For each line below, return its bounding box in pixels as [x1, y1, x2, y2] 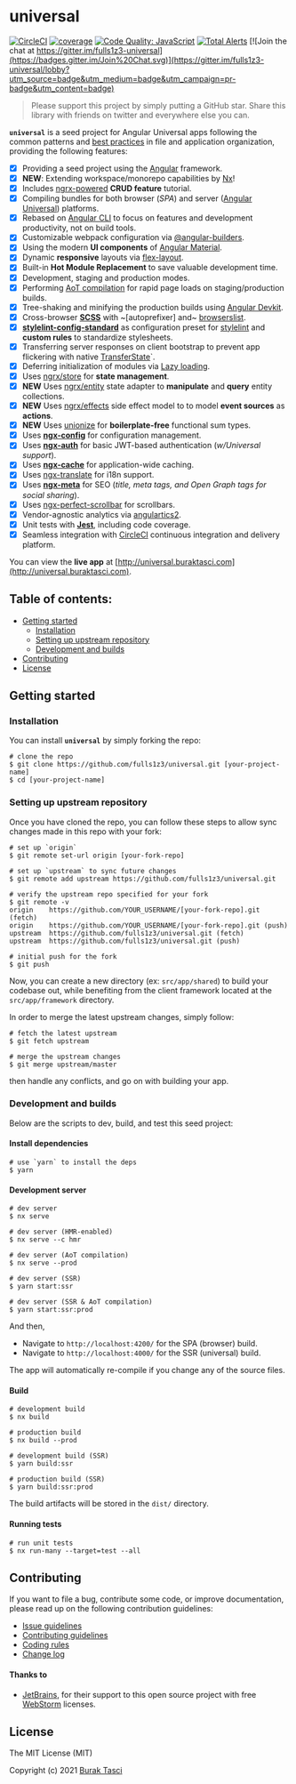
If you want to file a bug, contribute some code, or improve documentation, [9, 1594, 284, 1604]
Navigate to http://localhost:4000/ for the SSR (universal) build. [21, 1347, 261, 1358]
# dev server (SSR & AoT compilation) [9, 1298, 153, 1306]
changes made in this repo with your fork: [9, 825, 163, 837]
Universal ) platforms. [21, 203, 100, 214]
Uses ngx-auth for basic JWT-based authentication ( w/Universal [21, 440, 261, 451]
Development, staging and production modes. [21, 272, 190, 283]
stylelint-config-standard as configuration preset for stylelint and [21, 322, 266, 333]
